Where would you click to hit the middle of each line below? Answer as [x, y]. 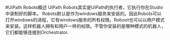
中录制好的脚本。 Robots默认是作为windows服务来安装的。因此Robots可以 [83, 13]
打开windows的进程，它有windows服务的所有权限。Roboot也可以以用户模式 [85, 20]
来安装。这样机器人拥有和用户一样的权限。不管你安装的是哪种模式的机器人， [86, 26]
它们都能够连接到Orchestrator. [37, 32]
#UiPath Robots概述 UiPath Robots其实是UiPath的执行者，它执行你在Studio [84, 7]
